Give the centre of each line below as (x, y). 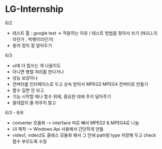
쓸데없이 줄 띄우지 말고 (34, 102)
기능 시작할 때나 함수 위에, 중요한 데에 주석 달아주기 (61, 96)
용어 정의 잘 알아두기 (32, 45)
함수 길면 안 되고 (28, 90)
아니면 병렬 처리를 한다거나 (38, 72)
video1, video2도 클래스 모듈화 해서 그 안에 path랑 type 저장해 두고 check (84, 135)
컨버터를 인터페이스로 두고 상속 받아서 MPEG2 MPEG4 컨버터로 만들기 (80, 84)
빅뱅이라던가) (41, 39)
